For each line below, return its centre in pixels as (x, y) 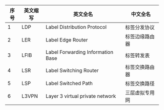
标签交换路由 (140, 67)
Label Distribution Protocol (76, 27)
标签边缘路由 (140, 36)
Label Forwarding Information (80, 52)
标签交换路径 (140, 84)
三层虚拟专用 (140, 93)
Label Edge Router (67, 40)
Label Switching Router (72, 70)
